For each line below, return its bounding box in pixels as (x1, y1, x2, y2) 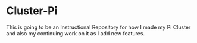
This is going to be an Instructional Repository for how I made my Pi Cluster (6, 24, 191, 31)
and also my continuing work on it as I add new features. (6, 29, 145, 37)
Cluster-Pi (6, 4, 58, 18)
